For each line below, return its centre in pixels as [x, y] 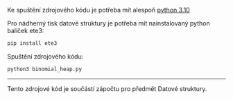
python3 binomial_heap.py [44, 69]
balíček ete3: [26, 31]
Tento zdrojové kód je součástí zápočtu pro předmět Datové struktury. [107, 88]
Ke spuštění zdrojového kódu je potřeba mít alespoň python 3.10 [99, 10]
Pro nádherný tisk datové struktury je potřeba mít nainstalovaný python [109, 23]
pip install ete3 [32, 43]
